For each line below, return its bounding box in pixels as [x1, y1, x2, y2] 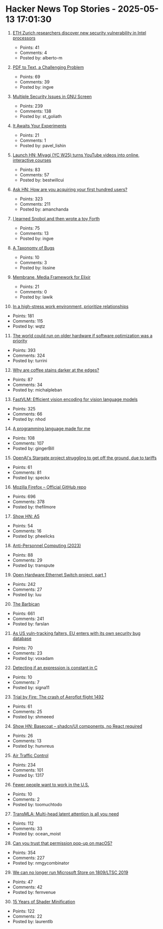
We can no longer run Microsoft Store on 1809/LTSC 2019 [12, 869, 128, 875]
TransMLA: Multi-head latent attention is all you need [12, 811, 119, 817]
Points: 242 [12, 581, 36, 587]
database [12, 635, 32, 641]
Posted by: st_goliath [19, 113, 62, 119]
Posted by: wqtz [12, 323, 45, 329]
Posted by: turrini [12, 357, 48, 364]
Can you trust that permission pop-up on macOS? [12, 840, 112, 846]
